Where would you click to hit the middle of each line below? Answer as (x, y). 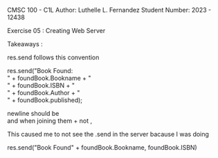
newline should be (33, 113)
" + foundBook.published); (45, 100)
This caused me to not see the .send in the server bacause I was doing (108, 134)
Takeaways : (25, 44)
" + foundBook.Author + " (44, 93)
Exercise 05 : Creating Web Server (56, 31)
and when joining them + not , (50, 121)
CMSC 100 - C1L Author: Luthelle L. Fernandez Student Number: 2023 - (109, 10)
